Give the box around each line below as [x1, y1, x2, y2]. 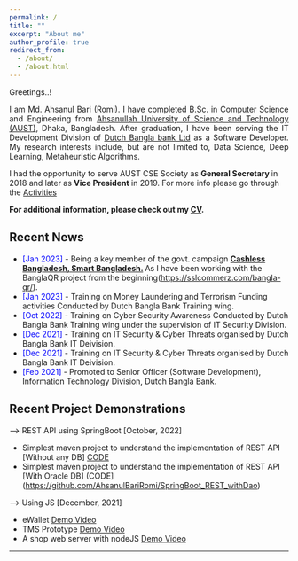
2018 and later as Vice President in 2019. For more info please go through [9, 177, 279, 188]
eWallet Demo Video [21, 514, 97, 525]
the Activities [9, 187, 58, 198]
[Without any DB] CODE [21, 451, 109, 462]
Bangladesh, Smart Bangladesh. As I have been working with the [21, 262, 263, 273]
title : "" [9, 21, 46, 30]
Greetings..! [9, 86, 52, 97]
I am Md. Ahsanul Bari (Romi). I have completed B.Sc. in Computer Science [9, 104, 289, 114]
